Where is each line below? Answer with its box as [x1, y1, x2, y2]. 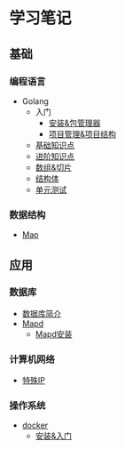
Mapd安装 [35, 328, 73, 339]
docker [21, 420, 49, 431]
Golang [21, 95, 49, 107]
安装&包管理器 [48, 117, 101, 128]
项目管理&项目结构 [48, 128, 117, 139]
